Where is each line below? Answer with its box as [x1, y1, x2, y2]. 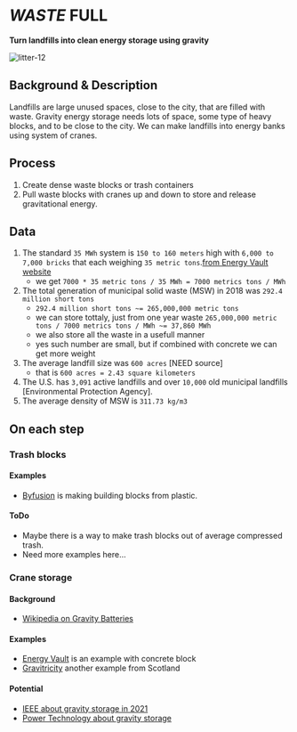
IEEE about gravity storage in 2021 [21, 703, 148, 713]
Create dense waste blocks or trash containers [21, 179, 194, 190]
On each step [9, 421, 84, 436]
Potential [9, 683, 44, 695]
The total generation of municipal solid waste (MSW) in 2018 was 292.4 [21, 286, 283, 297]
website [21, 266, 52, 277]
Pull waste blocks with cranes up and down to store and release [21, 189, 256, 199]
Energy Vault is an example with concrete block [21, 654, 197, 664]
